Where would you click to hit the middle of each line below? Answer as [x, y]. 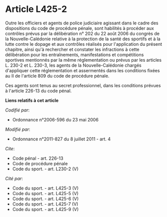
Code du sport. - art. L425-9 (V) [45, 209]
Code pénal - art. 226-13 [38, 158]
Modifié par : [18, 129]
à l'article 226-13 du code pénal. [38, 91]
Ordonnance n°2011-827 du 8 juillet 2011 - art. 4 [62, 139]
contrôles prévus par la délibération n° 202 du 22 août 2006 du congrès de [82, 33]
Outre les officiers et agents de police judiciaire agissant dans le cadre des [82, 23]
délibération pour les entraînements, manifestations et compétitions [75, 54]
